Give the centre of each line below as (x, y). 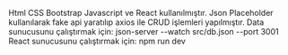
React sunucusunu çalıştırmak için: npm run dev (97, 41)
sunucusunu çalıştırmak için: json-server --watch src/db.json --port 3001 (144, 31)
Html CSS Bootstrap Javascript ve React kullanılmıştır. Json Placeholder (141, 13)
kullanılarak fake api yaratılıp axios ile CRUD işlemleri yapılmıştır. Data (136, 22)
